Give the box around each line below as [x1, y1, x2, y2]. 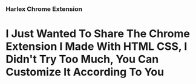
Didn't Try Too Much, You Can [5, 53, 159, 66]
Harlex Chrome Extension [5, 5, 83, 13]
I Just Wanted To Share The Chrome [5, 27, 190, 41]
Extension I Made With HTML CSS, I [5, 40, 188, 53]
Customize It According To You [5, 65, 165, 79]
